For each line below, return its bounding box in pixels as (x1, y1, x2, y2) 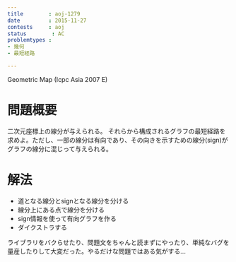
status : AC (7, 30, 65, 37)
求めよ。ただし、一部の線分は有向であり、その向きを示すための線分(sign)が (7, 136, 228, 144)
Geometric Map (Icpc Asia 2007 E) (7, 75, 108, 83)
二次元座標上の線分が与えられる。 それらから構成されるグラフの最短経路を (7, 126, 226, 135)
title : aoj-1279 (7, 10, 81, 18)
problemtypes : (7, 37, 52, 44)
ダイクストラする (17, 223, 68, 232)
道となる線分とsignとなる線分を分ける (17, 196, 129, 205)
